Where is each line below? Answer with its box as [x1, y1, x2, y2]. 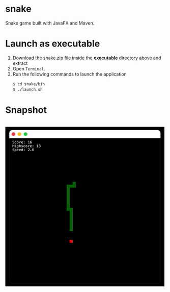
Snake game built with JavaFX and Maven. [5, 20, 95, 26]
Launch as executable [5, 38, 100, 50]
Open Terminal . [12, 65, 45, 71]
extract [12, 60, 28, 66]
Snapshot [5, 104, 47, 115]
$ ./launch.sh [12, 87, 43, 92]
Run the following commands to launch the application [12, 71, 127, 77]
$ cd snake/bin [12, 81, 45, 87]
